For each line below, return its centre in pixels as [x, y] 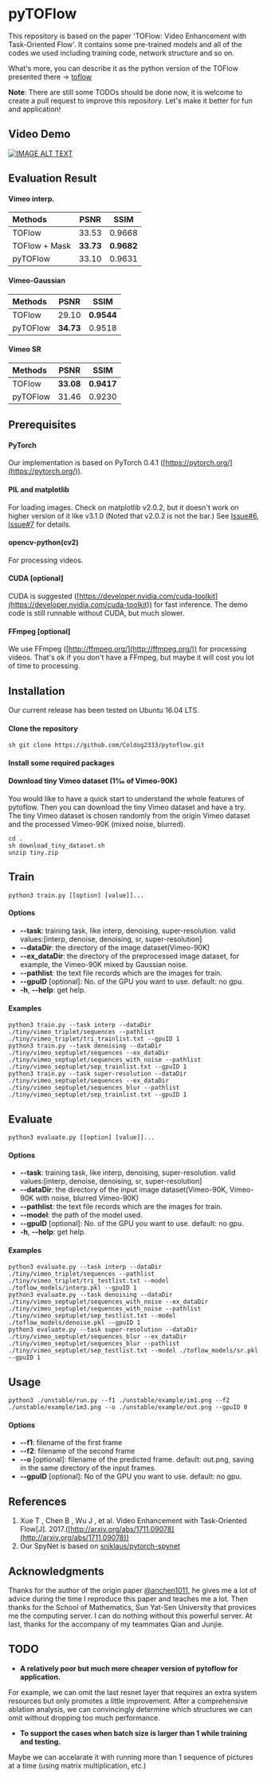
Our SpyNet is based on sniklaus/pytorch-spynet [100, 1546]
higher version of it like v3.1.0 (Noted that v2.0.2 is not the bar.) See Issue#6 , [133, 515]
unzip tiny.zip [33, 852]
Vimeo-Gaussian [37, 280]
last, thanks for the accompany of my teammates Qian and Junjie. [116, 1624]
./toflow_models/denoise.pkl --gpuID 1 [75, 1323]
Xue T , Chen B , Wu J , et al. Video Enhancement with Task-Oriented [133, 1521]
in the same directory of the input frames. [88, 1468]
